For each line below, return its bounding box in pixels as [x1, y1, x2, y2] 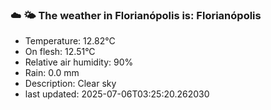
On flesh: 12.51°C [24, 46, 96, 58]
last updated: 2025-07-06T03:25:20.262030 [24, 88, 210, 100]
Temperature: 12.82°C [24, 35, 116, 47]
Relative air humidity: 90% [24, 56, 134, 68]
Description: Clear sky [24, 78, 117, 90]
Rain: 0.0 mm [24, 67, 80, 79]
